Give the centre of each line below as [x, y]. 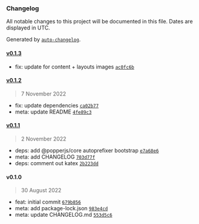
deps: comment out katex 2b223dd [57, 163]
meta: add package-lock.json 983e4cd [61, 208]
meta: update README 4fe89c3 [53, 112]
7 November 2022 [43, 94]
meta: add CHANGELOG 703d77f [55, 157]
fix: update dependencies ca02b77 [57, 105]
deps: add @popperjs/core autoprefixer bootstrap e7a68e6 [87, 150]
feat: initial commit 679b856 [48, 202]
